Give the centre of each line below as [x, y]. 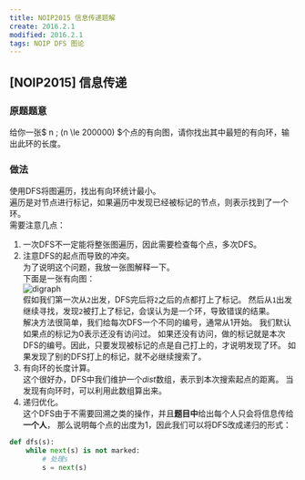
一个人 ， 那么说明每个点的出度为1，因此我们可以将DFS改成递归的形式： [157, 425]
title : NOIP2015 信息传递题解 [62, 18]
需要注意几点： [37, 225]
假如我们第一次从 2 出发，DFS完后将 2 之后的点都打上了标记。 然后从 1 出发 [158, 300]
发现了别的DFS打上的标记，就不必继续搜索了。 [118, 357]
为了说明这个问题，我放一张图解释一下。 [98, 267]
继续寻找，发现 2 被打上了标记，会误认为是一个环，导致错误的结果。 [148, 311]
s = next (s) [65, 467]
